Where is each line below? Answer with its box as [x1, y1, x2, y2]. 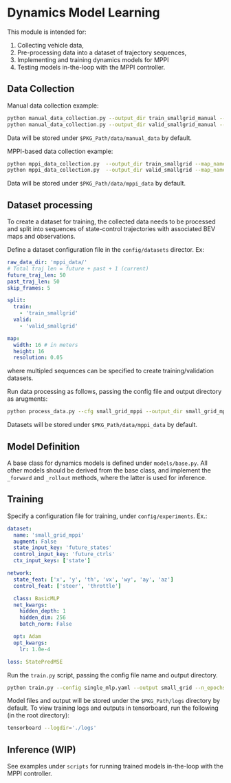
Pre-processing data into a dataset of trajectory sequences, [16, 48, 187, 57]
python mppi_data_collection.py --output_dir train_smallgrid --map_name [7, 160, 226, 167]
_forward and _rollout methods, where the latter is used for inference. [7, 474, 208, 482]
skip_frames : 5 [7, 284, 51, 291]
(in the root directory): [7, 711, 70, 720]
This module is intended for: [7, 28, 87, 36]
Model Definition [7, 440, 80, 453]
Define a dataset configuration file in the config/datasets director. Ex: [7, 246, 205, 254]
